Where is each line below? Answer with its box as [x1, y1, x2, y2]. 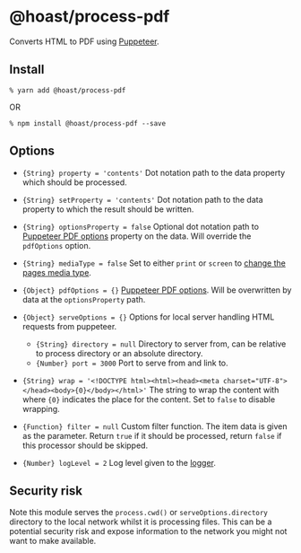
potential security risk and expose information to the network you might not [9, 526, 288, 537]
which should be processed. [21, 177, 127, 188]
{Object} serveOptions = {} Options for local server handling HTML [21, 312, 275, 322]
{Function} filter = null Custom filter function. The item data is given [21, 420, 288, 432]
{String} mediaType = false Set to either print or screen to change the [21, 258, 287, 268]
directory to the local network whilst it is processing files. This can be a [9, 516, 272, 527]
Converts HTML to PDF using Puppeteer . [9, 36, 159, 47]
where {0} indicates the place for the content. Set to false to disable [21, 393, 276, 405]
